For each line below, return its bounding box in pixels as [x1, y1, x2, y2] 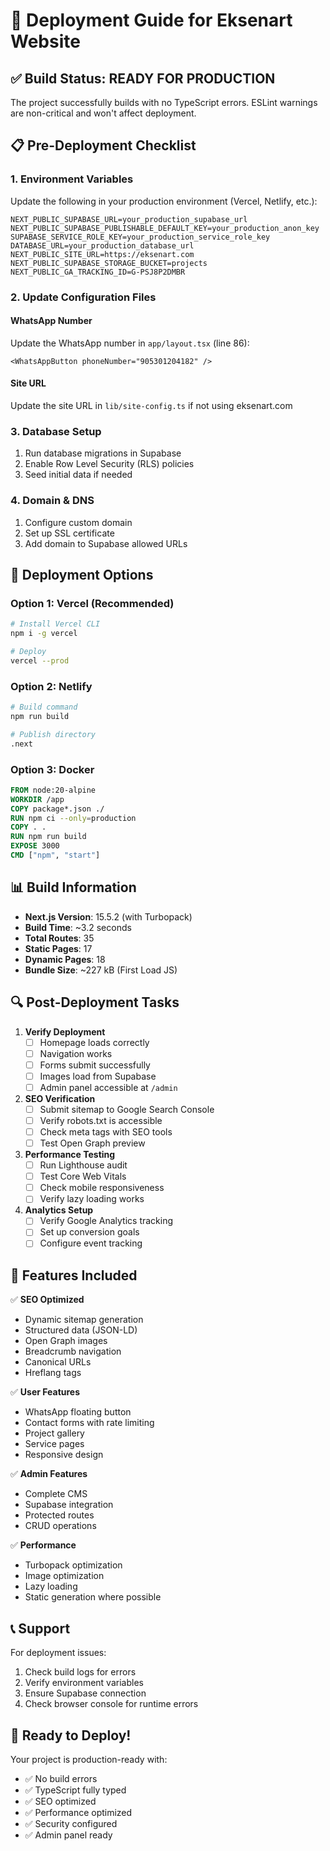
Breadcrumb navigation [24, 1345, 122, 1358]
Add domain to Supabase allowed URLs [24, 537, 188, 549]
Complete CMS [24, 1488, 88, 1500]
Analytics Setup [24, 1204, 94, 1216]
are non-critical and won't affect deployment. [10, 107, 197, 119]
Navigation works [39, 1047, 113, 1059]
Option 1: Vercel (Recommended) [10, 596, 175, 610]
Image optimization [24, 1570, 105, 1582]
